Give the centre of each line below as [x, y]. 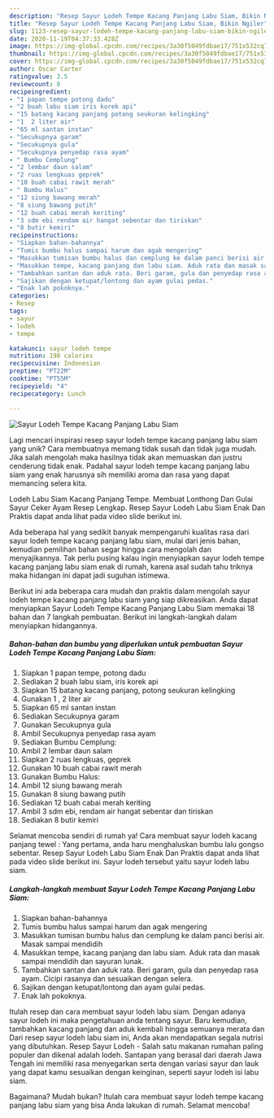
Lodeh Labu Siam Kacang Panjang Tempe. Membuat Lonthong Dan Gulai [131, 499]
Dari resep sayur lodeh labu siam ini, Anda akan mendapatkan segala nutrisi [136, 1037]
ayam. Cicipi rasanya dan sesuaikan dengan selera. [107, 979]
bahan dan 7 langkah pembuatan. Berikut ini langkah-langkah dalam [123, 617]
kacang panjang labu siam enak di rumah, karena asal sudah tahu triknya [131, 566]
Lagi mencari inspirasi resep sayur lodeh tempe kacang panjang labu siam [134, 439]
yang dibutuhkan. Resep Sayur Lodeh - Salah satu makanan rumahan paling [136, 1046]
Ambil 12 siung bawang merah [72, 785]
